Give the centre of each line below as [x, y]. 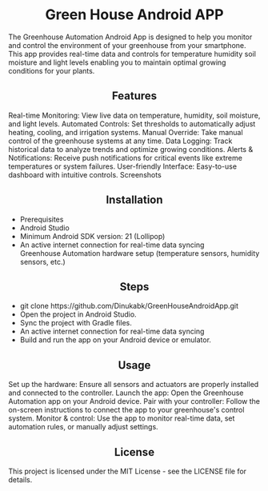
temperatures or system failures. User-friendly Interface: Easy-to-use [123, 166]
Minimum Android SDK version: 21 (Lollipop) [92, 236]
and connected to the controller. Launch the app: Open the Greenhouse [126, 393]
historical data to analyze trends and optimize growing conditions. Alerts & [131, 149]
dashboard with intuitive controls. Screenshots [85, 174]
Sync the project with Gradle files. [76, 323]
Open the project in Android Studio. [78, 314]
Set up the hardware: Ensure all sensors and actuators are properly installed [134, 385]
